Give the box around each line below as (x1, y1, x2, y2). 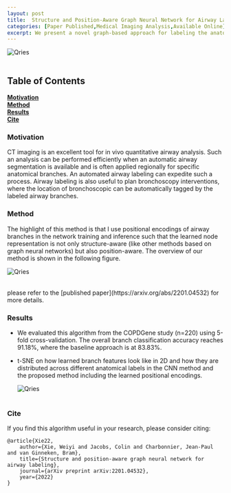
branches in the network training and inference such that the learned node (7, 232, 219, 240)
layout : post (7, 10, 45, 17)
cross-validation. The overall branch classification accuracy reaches (30, 335, 223, 344)
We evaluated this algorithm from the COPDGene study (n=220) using (16, 328, 215, 337)
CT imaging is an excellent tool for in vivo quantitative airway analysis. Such (7, 148, 222, 156)
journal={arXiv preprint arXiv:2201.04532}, (19, 468, 149, 475)
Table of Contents (7, 75, 86, 87)
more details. (7, 295, 45, 304)
